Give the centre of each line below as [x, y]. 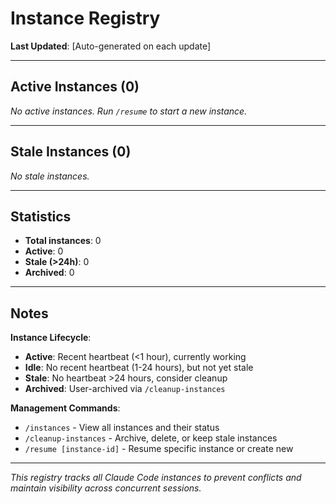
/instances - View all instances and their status [122, 428]
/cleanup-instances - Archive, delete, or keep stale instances [151, 438]
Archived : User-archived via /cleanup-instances [125, 389]
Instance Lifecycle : [51, 338]
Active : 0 [44, 251]
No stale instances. [50, 176]
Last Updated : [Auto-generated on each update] [111, 46]
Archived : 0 [49, 273]
